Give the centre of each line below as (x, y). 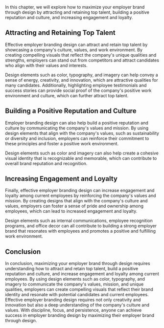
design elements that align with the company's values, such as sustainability (82, 133)
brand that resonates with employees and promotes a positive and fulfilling (80, 231)
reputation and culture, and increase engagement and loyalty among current (82, 274)
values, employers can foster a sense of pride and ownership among (74, 206)
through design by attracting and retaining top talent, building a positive (77, 12)
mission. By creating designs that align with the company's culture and (76, 201)
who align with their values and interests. (46, 65)
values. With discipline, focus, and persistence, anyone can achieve (73, 310)
